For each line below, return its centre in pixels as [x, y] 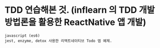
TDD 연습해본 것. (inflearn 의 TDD [71, 10]
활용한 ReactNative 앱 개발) [92, 22]
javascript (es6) [22, 36]
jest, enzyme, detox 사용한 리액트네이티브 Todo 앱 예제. [58, 41]
